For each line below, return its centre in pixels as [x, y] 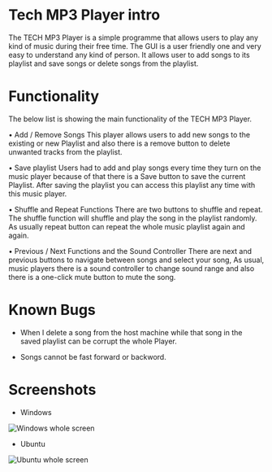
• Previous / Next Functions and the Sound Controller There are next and [130, 251]
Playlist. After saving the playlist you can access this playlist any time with [132, 185]
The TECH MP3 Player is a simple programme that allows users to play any [133, 37]
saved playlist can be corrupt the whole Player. [98, 341]
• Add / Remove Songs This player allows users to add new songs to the [129, 134]
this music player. [38, 194]
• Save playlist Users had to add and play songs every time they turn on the [135, 168]
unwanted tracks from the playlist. [66, 151]
